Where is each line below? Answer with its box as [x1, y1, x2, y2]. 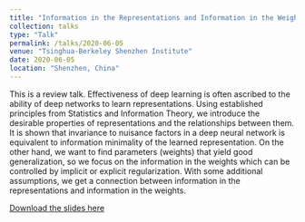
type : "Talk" [9, 30, 59, 39]
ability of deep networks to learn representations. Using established [9, 98, 263, 109]
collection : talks [9, 22, 79, 31]
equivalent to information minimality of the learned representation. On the [9, 137, 284, 148]
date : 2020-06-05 [9, 55, 75, 64]
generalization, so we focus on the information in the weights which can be [9, 156, 290, 167]
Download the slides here [9, 202, 105, 213]
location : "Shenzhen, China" [9, 64, 120, 73]
